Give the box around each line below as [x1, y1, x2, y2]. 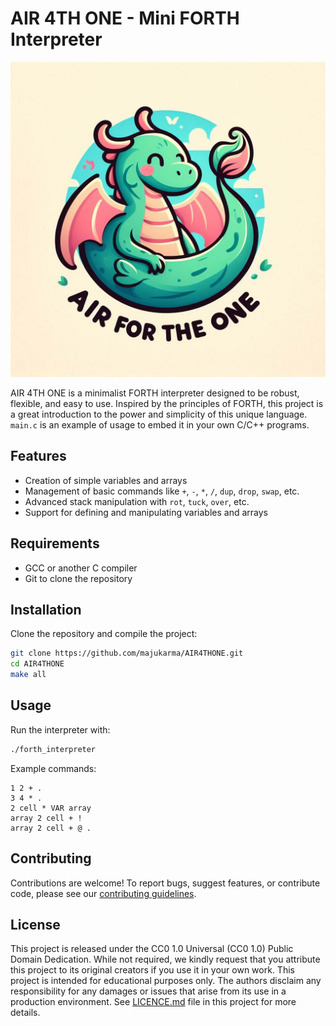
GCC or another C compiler [24, 562, 138, 574]
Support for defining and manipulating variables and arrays [24, 506, 268, 518]
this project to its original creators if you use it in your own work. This [10, 964, 295, 976]
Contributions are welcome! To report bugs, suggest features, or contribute [10, 877, 321, 889]
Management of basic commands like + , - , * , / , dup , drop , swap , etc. [24, 485, 300, 497]
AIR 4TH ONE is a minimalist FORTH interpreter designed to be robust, [10, 387, 300, 399]
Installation [10, 601, 82, 618]
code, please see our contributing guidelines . [10, 887, 197, 899]
